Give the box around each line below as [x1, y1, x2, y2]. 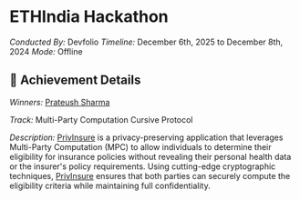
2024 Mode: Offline [9, 45, 84, 56]
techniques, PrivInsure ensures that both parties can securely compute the [9, 170, 291, 181]
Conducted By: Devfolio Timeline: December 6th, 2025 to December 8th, [9, 36, 284, 47]
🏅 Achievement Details [9, 73, 141, 88]
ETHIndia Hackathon [9, 6, 169, 27]
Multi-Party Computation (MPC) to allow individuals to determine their [9, 141, 272, 152]
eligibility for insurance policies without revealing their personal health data [9, 151, 292, 162]
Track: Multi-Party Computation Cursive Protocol [9, 114, 193, 125]
